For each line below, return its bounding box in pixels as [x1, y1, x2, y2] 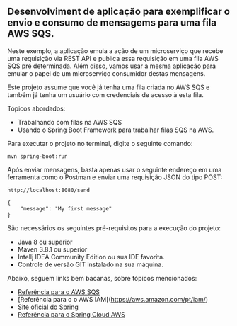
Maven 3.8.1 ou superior [17, 244, 88, 254]
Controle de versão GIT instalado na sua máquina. [17, 260, 164, 269]
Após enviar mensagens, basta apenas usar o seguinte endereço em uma [7, 165, 222, 174]
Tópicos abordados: [7, 104, 66, 113]
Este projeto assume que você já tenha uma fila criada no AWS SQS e [7, 83, 210, 91]
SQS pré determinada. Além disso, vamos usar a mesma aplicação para [7, 62, 216, 70]
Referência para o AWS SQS [17, 287, 100, 296]
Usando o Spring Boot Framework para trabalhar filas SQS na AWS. [17, 125, 214, 134]
